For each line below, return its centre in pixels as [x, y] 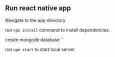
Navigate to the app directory [35, 20]
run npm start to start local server [40, 49]
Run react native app [38, 8]
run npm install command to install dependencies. [57, 30]
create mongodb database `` [34, 39]
